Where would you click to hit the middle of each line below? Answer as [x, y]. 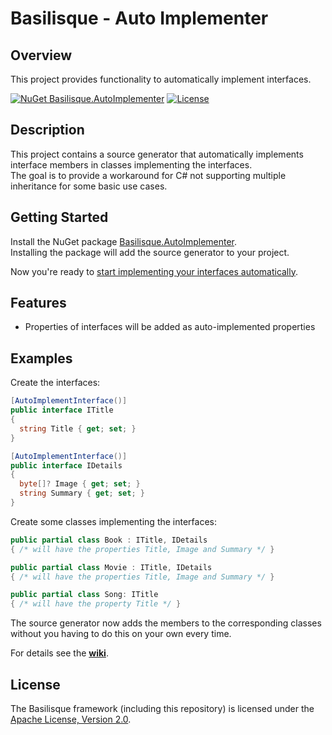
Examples [41, 358]
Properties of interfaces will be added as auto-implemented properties [170, 327]
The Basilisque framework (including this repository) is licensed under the [162, 708]
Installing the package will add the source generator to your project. [150, 252]
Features [38, 303]
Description [47, 130]
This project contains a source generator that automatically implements [157, 154]
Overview [41, 55]
